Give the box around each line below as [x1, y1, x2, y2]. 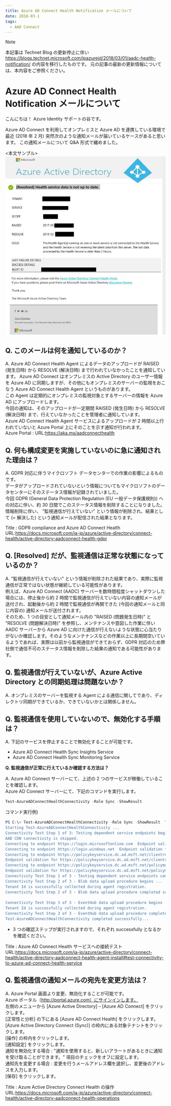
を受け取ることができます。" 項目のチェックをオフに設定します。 [5, 1054, 141, 1060]
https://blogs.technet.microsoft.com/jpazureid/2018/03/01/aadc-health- [5, 55, 156, 61]
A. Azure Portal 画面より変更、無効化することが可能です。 [5, 990, 127, 997]
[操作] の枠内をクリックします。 [5, 1035, 72, 1041]
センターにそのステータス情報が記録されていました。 [9, 489, 121, 495]
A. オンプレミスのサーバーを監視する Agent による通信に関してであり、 [5, 692, 155, 698]
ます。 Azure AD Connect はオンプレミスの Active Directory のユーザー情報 [5, 373, 163, 380]
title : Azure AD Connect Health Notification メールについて [5, 8, 132, 13]
